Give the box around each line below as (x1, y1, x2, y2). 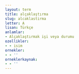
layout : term (5, 7, 31, 12)
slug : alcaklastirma (5, 16, 47, 21)
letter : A (5, 20, 25, 26)
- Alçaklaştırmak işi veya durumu (5, 35, 75, 39)
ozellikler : (5, 39, 29, 44)
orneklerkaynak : (5, 57, 38, 62)
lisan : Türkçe (5, 25, 34, 30)
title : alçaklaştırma (5, 12, 49, 17)
